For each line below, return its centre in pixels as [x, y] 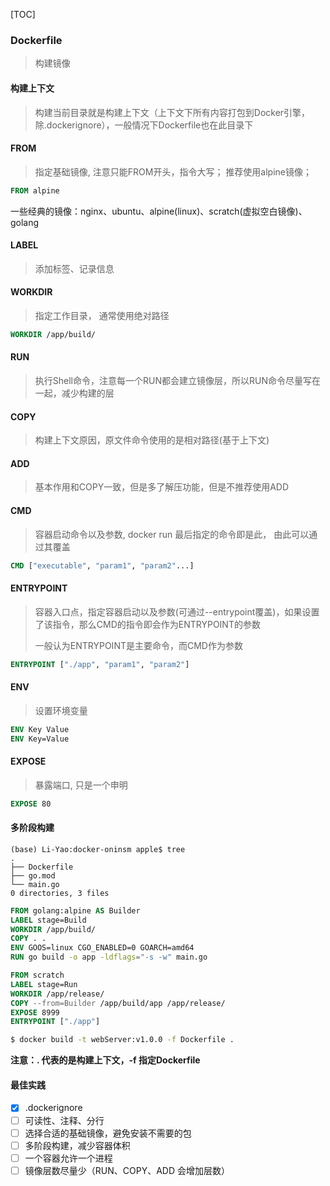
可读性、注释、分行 [64, 1120]
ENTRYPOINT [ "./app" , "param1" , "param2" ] [100, 664]
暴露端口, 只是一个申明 [81, 785]
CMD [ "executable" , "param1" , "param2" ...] [102, 565]
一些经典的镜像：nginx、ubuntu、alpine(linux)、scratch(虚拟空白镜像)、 [159, 211]
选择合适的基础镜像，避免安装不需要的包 [108, 1133]
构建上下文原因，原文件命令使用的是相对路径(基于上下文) [152, 440]
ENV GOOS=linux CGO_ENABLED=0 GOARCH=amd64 [102, 948]
